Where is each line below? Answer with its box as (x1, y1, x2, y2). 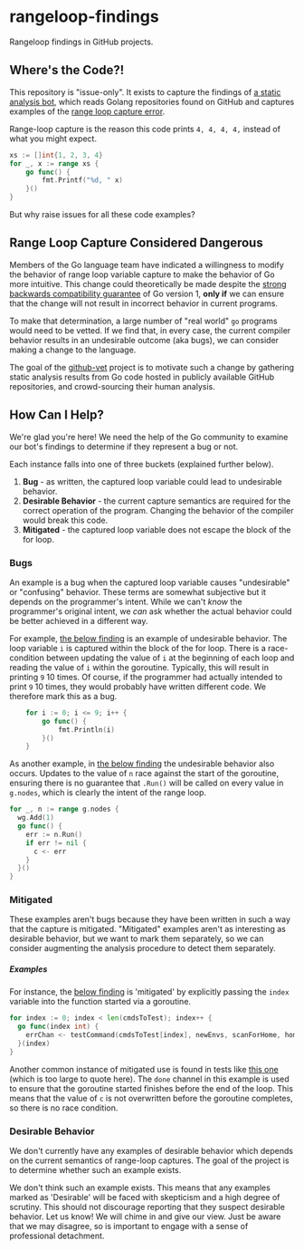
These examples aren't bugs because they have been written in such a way (9, 914, 291, 925)
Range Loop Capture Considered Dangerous (9, 236, 264, 251)
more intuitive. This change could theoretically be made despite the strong (9, 278, 287, 289)
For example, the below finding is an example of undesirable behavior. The (9, 632, 288, 644)
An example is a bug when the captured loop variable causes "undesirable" (9, 577, 291, 588)
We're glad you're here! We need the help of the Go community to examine (9, 431, 289, 442)
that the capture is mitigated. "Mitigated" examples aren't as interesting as (9, 924, 287, 935)
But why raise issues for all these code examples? (9, 209, 196, 219)
